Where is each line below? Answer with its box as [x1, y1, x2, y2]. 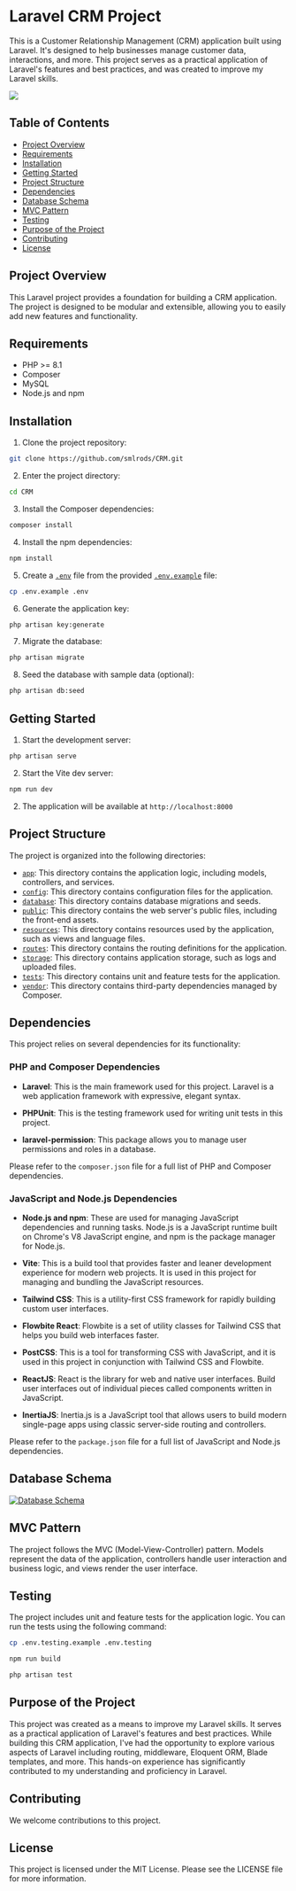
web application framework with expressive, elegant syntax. [21, 1090, 241, 1101]
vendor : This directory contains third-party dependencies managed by [21, 980, 277, 991]
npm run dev [9, 784, 53, 794]
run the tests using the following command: [9, 1622, 167, 1632]
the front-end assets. [21, 914, 99, 925]
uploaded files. [21, 961, 77, 972]
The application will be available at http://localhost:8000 [21, 800, 233, 812]
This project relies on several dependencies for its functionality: [9, 1039, 241, 1049]
